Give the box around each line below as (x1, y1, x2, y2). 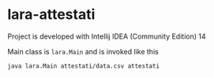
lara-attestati (7, 6, 96, 24)
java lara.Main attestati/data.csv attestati (7, 61, 160, 70)
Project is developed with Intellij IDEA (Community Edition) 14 (7, 32, 206, 41)
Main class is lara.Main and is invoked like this (7, 46, 159, 56)
